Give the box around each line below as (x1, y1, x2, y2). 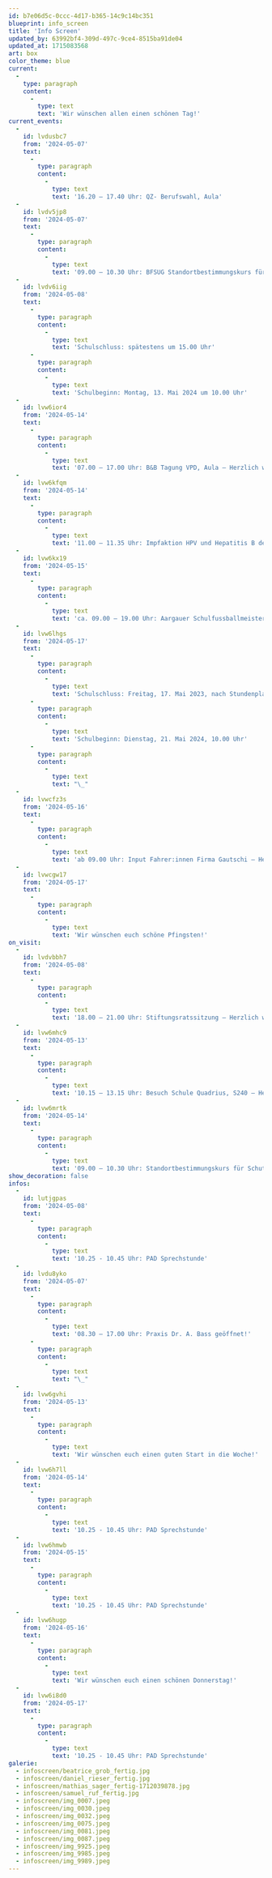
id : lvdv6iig (23, 283, 67, 292)
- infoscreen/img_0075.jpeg (15, 1820, 111, 1828)
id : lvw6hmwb (23, 1541, 67, 1549)
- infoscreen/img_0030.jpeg (15, 1804, 111, 1813)
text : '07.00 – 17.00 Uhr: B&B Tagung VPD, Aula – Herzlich (51, 463, 259, 472)
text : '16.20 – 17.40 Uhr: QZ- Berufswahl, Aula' (51, 192, 223, 201)
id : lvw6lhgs (23, 630, 67, 638)
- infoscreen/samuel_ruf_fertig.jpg (15, 1790, 139, 1798)
